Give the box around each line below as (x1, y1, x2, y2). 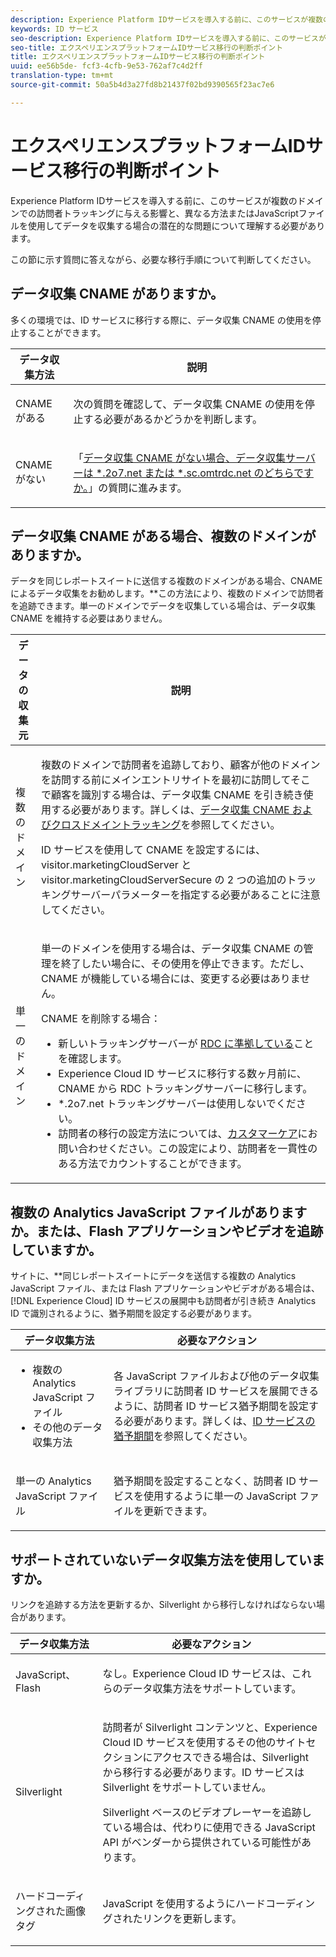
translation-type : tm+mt (10, 71, 114, 81)
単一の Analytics (15, 1474, 92, 1488)
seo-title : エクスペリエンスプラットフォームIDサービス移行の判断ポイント (10, 42, 284, 53)
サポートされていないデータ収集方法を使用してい (10, 1551, 312, 1568)
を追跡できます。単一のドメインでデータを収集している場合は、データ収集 (10, 600, 317, 612)
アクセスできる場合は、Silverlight (152, 1750, 310, 1764)
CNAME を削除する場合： (41, 1012, 162, 1026)
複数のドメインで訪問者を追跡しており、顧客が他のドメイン (41, 758, 321, 772)
